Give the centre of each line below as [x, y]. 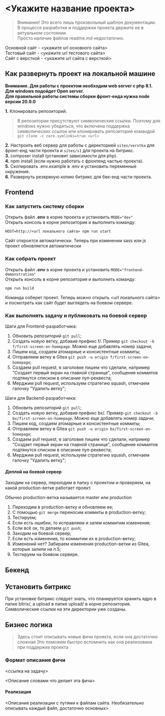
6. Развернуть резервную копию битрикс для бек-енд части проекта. [79, 177]
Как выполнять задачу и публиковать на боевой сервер [76, 315]
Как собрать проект [31, 259]
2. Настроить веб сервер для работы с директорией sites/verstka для [80, 145]
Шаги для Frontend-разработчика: [41, 326]
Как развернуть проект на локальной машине [80, 74]
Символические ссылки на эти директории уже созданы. [66, 609]
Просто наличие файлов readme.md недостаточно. [71, 38]
